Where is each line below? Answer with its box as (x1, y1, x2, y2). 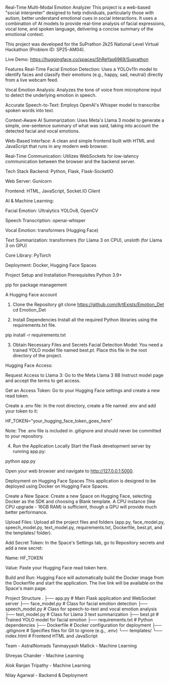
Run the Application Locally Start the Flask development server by (12, 443, 151, 449)
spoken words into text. (5, 108, 54, 113)
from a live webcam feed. (5, 77, 58, 83)
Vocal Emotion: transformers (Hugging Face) (5, 227, 99, 233)
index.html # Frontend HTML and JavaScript (5, 633, 98, 639)
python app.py (5, 458, 36, 464)
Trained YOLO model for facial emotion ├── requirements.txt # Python (5, 617, 153, 623)
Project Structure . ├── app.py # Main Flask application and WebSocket (5, 595, 156, 601)
